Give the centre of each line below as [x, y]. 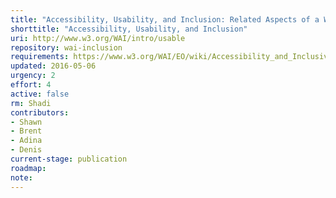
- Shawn [26, 122]
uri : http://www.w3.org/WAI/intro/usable [98, 38]
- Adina [26, 141]
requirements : [40, 57]
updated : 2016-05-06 [53, 66]
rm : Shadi [31, 103]
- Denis [26, 150]
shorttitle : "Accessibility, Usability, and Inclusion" [129, 29]
